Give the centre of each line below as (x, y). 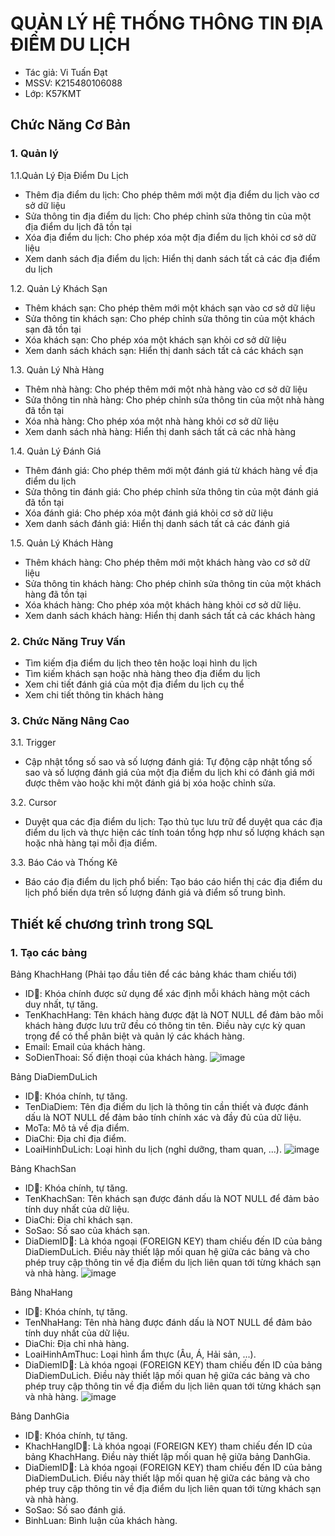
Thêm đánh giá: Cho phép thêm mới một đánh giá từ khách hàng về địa (171, 470)
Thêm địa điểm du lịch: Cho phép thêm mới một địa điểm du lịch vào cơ (172, 194)
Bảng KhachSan (43, 1168)
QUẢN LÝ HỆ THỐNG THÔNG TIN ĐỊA (167, 23)
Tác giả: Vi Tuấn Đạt (66, 72)
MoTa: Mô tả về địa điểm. (77, 1128)
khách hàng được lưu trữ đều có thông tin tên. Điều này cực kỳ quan (165, 1025)
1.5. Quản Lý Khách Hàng (62, 543)
